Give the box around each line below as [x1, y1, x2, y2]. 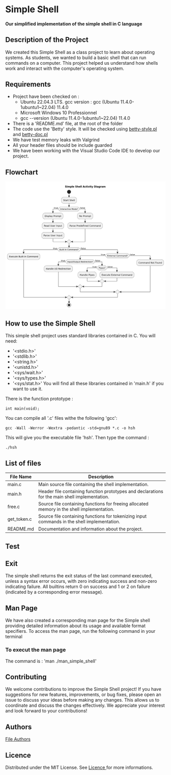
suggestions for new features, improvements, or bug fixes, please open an [5, 691, 161, 698]
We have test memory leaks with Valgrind [12, 137, 100, 143]
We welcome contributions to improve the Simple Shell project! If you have [5, 686, 162, 692]
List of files [5, 459, 42, 467]
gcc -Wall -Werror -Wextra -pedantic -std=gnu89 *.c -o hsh [5, 425, 136, 431]
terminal [5, 633, 23, 640]
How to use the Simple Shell [5, 319, 96, 328]
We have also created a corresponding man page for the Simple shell [5, 618, 150, 624]
